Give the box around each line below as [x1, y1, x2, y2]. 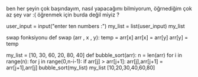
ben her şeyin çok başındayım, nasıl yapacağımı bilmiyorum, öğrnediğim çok [6, 5, 192, 12]
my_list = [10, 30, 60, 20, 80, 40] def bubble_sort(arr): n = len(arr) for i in [6, 52, 182, 58]
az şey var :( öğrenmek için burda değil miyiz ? [6, 11, 120, 18]
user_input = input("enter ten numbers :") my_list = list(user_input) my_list [6, 23, 185, 29]
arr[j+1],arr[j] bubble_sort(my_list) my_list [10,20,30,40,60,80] [6, 64, 155, 71]
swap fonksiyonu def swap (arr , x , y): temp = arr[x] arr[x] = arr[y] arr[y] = [6, 34, 188, 41]
